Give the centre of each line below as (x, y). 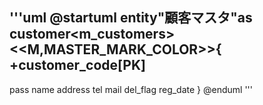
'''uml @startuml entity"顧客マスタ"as (131, 18)
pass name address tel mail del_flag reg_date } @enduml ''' (131, 89)
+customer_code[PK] (77, 65)
